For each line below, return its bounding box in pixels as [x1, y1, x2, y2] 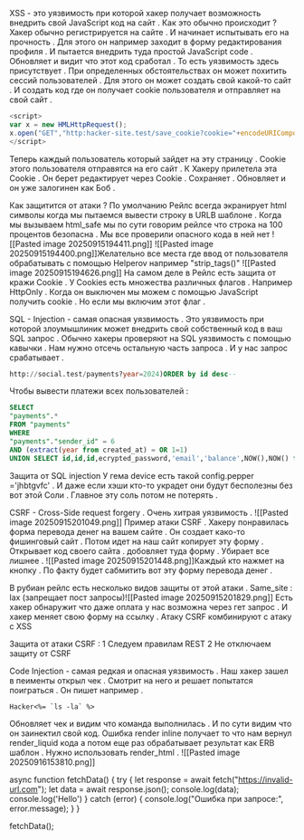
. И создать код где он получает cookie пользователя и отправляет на [9, 85, 281, 95]
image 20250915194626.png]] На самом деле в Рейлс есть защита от [9, 267, 276, 278]
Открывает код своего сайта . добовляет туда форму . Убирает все [9, 545, 270, 556]
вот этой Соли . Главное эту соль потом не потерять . [9, 489, 219, 501]
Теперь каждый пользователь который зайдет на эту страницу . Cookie [9, 153, 287, 164]
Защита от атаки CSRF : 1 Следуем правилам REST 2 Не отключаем [9, 638, 271, 649]
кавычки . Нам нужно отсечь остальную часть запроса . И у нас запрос [9, 342, 288, 353]
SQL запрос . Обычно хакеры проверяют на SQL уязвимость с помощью [9, 332, 292, 343]
